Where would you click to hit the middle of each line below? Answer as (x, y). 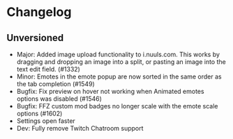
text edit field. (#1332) (48, 69)
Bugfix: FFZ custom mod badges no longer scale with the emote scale (117, 106)
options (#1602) (39, 113)
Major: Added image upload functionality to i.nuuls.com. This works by (118, 54)
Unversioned (35, 38)
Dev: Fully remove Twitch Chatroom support (80, 128)
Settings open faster (46, 121)
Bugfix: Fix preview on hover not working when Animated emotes (110, 91)
